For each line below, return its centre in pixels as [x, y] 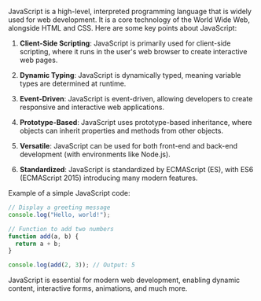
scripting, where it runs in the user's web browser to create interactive [133, 51]
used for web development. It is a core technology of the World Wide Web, [129, 20]
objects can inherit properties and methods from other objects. [121, 130]
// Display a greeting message [59, 207]
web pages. [39, 60]
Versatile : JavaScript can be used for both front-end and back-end [129, 146]
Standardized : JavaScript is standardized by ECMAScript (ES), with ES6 [136, 169]
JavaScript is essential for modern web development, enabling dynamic [124, 280]
